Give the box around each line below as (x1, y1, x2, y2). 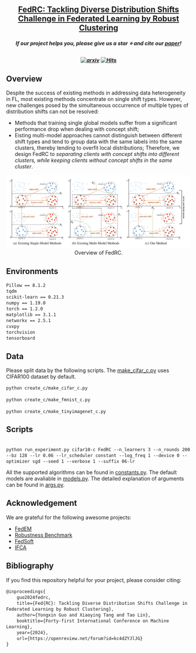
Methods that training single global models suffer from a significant (14, 120, 177, 127)
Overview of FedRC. (74, 249, 123, 256)
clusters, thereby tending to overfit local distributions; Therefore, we (14, 144, 180, 151)
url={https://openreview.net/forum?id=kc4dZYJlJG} (16, 635, 143, 641)
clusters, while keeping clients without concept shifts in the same (14, 157, 173, 164)
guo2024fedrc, (16, 594, 51, 600)
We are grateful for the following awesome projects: (6, 513, 132, 521)
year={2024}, (16, 630, 49, 635)
